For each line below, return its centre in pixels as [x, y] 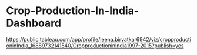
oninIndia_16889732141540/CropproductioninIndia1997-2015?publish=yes [95, 46]
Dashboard [34, 23]
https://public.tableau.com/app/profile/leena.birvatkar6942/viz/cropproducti [98, 39]
